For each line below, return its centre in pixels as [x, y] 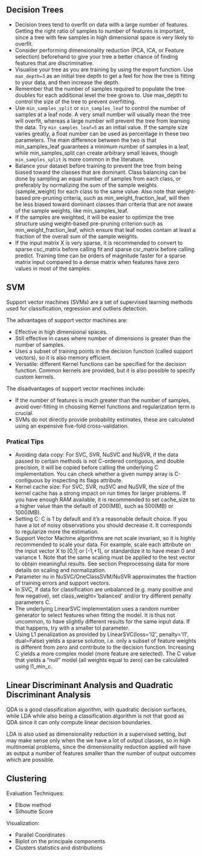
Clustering [27, 779]
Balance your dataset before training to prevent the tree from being [98, 166]
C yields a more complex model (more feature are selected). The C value [105, 653]
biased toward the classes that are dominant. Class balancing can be [100, 172]
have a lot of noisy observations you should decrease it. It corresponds [103, 525]
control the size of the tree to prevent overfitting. [75, 101]
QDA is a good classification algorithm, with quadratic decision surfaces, [96, 709]
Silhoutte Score [34, 811]
